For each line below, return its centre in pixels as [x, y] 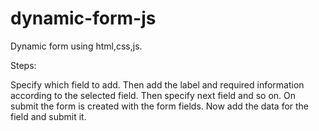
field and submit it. [48, 116]
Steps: [23, 65]
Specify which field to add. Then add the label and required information [157, 84]
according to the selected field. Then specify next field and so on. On [153, 95]
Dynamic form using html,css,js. [76, 46]
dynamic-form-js [83, 18]
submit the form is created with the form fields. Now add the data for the [160, 106]
